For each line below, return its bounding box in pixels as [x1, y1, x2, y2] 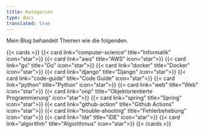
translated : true [6, 20, 51, 26]
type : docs [6, 15, 34, 21]
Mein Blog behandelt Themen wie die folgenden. [6, 37, 128, 45]
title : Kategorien [6, 9, 53, 15]
